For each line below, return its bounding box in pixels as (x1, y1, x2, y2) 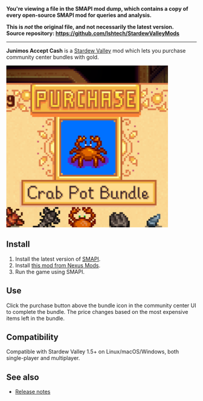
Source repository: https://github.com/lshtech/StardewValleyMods (6, 30, 180, 37)
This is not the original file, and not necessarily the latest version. (6, 24, 174, 30)
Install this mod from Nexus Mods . (14, 261, 101, 269)
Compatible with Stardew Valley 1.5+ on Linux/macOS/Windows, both (6, 348, 179, 356)
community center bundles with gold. (6, 54, 99, 60)
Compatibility (6, 332, 59, 342)
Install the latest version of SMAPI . (14, 255, 101, 262)
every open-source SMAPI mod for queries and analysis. (6, 11, 152, 19)
